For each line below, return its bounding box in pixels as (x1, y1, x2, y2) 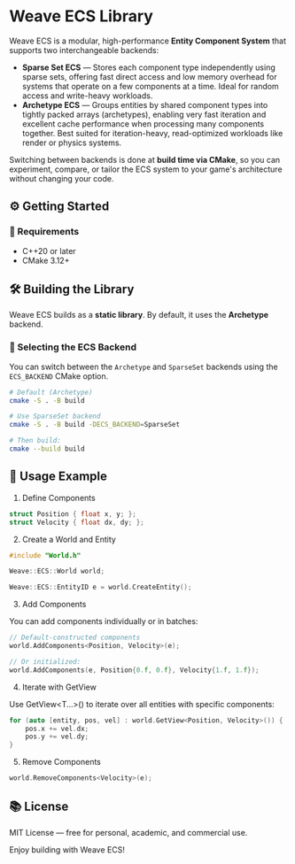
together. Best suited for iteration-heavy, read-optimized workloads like (21, 127, 283, 138)
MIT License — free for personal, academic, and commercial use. (9, 827, 248, 837)
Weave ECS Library (9, 6, 153, 27)
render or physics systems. (21, 137, 122, 148)
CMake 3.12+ (21, 255, 70, 266)
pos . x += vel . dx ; (25, 724, 89, 733)
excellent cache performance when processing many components (21, 118, 265, 129)
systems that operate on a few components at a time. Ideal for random (21, 81, 279, 91)
